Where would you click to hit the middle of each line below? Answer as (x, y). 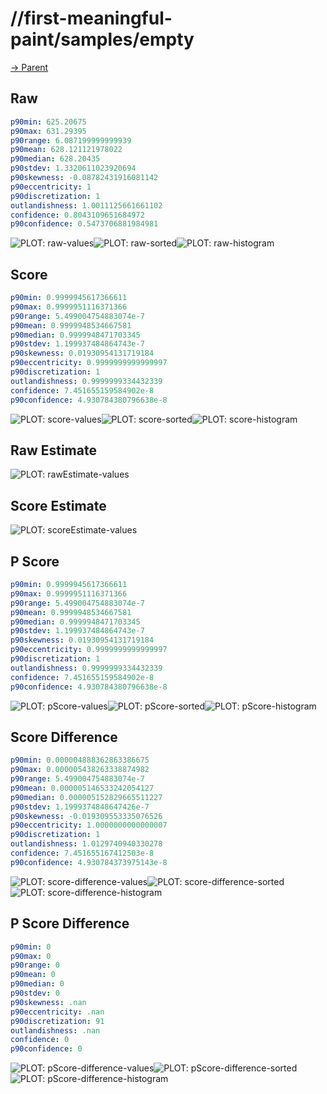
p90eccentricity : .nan (57, 1012)
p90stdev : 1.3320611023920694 (73, 168)
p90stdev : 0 (35, 993)
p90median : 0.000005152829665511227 (86, 797)
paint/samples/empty (102, 39)
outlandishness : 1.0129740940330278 (86, 844)
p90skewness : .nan (48, 1002)
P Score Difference (70, 923)
